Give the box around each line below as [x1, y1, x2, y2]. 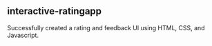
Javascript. [7, 31, 39, 39]
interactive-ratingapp [7, 5, 102, 17]
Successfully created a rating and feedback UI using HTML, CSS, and [7, 23, 205, 32]
